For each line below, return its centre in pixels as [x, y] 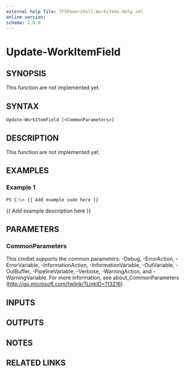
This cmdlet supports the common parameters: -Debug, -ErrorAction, [90, 259]
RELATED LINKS [36, 363]
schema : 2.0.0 [24, 22]
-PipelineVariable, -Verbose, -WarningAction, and [92, 272]
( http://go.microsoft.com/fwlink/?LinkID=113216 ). [65, 284]
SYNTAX [23, 106]
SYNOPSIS [26, 74]
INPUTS [21, 303]
